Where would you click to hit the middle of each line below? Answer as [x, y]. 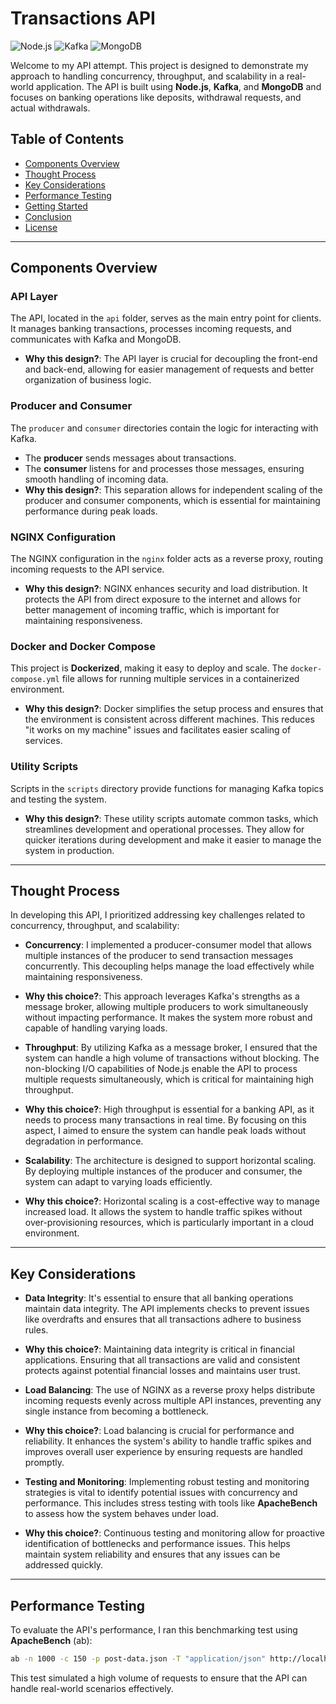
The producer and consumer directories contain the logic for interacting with [164, 428]
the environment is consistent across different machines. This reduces [169, 719]
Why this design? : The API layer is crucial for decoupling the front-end [171, 359]
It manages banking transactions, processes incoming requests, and [151, 329]
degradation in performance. [84, 1141]
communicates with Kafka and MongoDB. [96, 339]
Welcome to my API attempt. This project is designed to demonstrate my [159, 65]
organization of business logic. [88, 380]
